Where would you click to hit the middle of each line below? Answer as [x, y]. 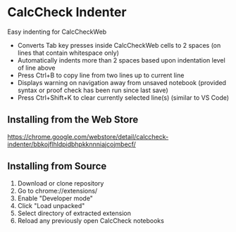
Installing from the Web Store [73, 120]
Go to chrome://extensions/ [57, 191]
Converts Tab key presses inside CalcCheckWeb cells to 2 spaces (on [119, 45]
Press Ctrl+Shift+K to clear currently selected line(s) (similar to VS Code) [123, 97]
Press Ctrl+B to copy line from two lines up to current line [101, 75]
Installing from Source [57, 166]
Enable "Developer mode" [55, 198]
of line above [36, 67]
